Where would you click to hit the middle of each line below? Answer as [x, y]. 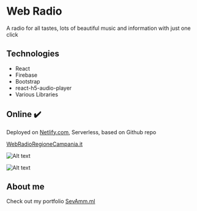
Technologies [33, 54]
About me [25, 186]
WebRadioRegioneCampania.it [45, 144]
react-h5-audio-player [43, 88]
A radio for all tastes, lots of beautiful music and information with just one [98, 28]
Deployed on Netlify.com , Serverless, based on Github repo [81, 132]
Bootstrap [28, 81]
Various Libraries [36, 94]
